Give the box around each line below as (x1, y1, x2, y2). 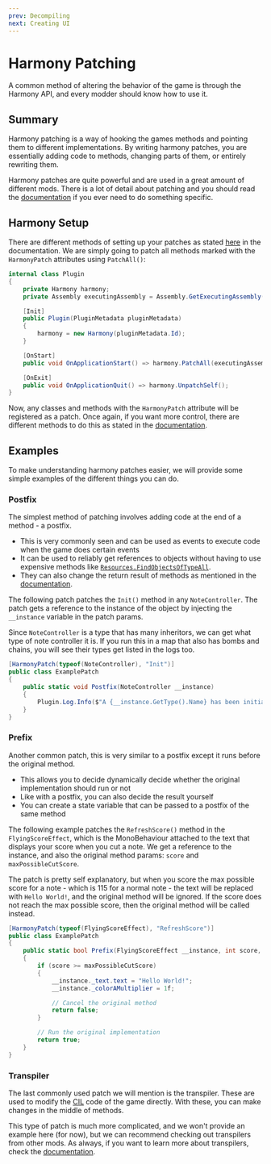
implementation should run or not (19, 783, 131, 793)
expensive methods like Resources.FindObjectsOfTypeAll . (19, 562, 211, 572)
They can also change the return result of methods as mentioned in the (19, 570, 256, 581)
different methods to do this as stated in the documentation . (8, 420, 208, 430)
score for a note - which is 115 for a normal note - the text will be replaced (8, 882, 254, 892)
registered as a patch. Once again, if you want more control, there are (8, 412, 240, 422)
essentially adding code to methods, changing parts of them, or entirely (8, 151, 246, 161)
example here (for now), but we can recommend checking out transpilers (8, 1130, 252, 1140)
